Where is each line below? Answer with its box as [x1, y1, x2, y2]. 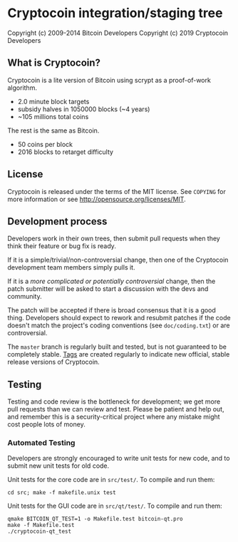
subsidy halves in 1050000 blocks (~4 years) [17, 105, 150, 113]
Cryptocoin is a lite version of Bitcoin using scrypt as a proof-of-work [7, 76, 212, 84]
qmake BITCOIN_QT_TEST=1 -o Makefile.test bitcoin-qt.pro [7, 516, 183, 523]
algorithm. [7, 83, 38, 92]
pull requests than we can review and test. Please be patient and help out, [7, 405, 224, 414]
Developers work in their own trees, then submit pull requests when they [7, 234, 221, 243]
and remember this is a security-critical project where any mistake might [7, 412, 220, 421]
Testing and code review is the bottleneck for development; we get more [7, 397, 221, 406]
